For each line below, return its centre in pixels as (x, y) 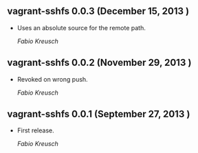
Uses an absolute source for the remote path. (81, 27)
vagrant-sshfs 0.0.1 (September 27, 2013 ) (99, 114)
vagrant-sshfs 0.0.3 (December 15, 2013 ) (98, 11)
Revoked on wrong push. (52, 79)
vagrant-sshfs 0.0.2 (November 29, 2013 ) (99, 63)
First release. (35, 130)
